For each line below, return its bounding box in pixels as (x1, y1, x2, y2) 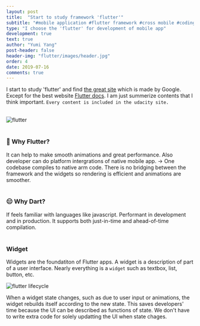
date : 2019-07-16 (6, 64, 49, 70)
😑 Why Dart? (6, 198, 46, 206)
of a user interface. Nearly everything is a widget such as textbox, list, (6, 265, 177, 272)
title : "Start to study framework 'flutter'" (6, 14, 124, 20)
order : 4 (6, 58, 28, 64)
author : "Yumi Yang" (6, 42, 58, 48)
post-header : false (6, 48, 55, 54)
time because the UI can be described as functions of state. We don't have (6, 307, 190, 314)
